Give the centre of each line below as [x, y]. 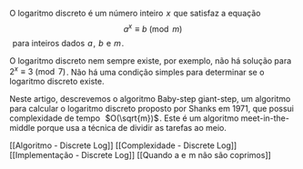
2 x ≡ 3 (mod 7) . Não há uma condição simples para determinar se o [137, 71]
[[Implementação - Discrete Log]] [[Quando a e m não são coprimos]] [140, 155]
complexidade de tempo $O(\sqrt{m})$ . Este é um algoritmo [124, 118]
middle [22, 128]
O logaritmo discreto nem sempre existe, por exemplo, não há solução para [151, 60]
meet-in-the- [265, 118]
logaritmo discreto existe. [57, 82]
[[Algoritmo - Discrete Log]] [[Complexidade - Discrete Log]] [123, 145]
